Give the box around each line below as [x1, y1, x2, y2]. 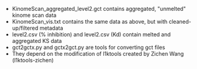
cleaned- [169, 18, 192, 25]
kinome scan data [11, 11, 57, 19]
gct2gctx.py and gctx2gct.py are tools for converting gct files [11, 44, 166, 51]
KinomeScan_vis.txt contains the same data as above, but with [11, 18, 168, 25]
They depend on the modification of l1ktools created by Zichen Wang [11, 50, 184, 57]
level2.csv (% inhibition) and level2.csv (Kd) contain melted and [11, 31, 171, 38]
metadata [39, 24, 63, 31]
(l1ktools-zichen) [11, 57, 54, 64]
